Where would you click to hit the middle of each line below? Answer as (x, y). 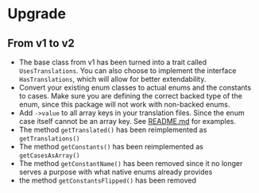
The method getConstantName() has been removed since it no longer (131, 163)
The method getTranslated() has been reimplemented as (113, 129)
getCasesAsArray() (49, 156)
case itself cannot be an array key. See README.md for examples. (127, 121)
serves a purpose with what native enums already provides (116, 172)
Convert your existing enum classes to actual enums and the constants (135, 87)
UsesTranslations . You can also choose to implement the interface (128, 71)
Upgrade (37, 14)
